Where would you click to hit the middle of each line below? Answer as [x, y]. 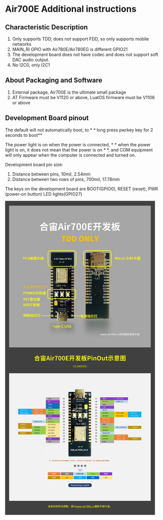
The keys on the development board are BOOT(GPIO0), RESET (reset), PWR [81, 189]
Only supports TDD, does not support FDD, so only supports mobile [81, 39]
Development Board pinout [47, 118]
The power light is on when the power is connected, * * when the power [78, 144]
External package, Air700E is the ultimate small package [69, 92]
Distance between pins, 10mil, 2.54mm [51, 174]
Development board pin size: [34, 164]
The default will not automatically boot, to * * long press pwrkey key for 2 [79, 130]
